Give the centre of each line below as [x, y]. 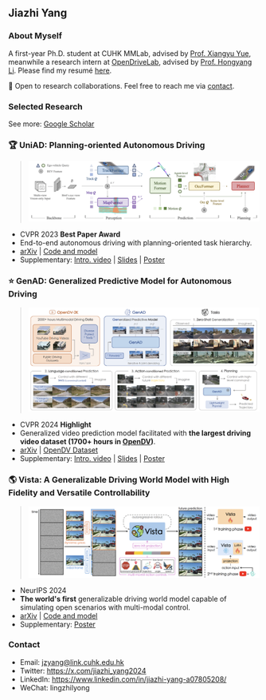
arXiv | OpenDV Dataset [59, 450]
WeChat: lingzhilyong [55, 687]
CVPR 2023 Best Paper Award [70, 234]
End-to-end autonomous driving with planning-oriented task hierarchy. [136, 243]
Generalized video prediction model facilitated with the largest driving [135, 433]
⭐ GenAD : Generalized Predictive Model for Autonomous [120, 281]
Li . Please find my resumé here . [60, 70]
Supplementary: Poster [57, 624]
